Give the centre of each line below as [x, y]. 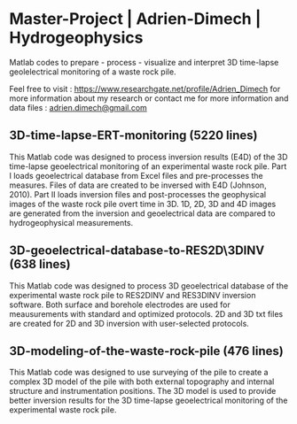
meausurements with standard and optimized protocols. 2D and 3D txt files [146, 313]
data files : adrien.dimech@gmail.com [78, 107]
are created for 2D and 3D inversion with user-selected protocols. [129, 323]
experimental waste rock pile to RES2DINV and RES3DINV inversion [133, 295]
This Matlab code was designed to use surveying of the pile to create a [139, 373]
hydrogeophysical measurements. [71, 222]
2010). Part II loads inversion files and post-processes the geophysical [138, 194]
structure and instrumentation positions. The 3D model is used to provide [143, 391]
